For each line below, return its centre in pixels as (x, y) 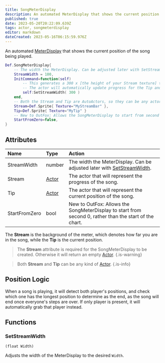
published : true (22, 19)
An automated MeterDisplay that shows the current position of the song (78, 51)
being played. (19, 56)
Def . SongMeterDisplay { (28, 65)
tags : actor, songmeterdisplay (37, 28)
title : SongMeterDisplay (30, 10)
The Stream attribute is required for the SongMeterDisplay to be (82, 249)
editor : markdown (23, 32)
